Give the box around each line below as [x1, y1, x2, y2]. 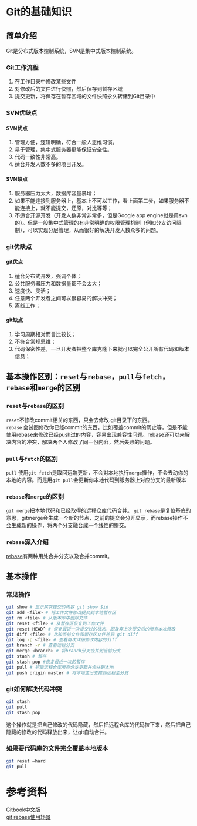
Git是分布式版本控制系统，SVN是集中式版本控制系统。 [6, 48, 137, 54]
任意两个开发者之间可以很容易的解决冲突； [14, 294, 118, 301]
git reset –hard [6, 758, 46, 764]
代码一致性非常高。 [14, 154, 62, 161]
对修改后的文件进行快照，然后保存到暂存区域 [14, 85, 123, 92]
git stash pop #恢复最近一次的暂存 [6, 659, 85, 665]
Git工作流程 [6, 63, 39, 71]
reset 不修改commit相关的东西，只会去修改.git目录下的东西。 [6, 416, 153, 423]
